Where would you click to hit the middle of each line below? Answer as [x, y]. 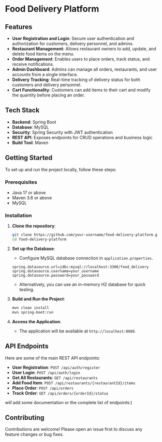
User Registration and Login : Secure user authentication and [73, 38]
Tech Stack [22, 110]
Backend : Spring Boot [34, 122]
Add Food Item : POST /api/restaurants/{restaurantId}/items [74, 383]
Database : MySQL [30, 127]
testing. [27, 289]
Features [19, 27]
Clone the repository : [34, 226]
